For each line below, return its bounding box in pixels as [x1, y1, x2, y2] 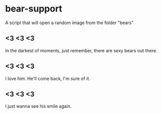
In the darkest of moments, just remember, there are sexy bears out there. [5, 47, 157, 53]
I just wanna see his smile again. [5, 103, 72, 109]
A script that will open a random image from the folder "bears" [5, 20, 134, 26]
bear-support [5, 3, 62, 15]
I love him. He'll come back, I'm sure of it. [5, 75, 90, 81]
